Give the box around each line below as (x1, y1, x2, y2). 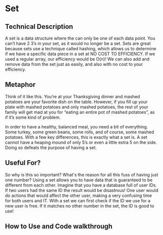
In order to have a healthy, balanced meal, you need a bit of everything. (5, 124, 148, 129)
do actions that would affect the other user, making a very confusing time (5, 192, 152, 198)
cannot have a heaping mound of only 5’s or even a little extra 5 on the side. (5, 139, 157, 145)
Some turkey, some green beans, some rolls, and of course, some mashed (5, 129, 154, 135)
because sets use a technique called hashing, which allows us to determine (5, 46, 157, 51)
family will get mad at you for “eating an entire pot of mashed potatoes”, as (5, 109, 155, 115)
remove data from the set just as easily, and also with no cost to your (5, 62, 143, 67)
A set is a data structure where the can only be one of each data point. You (5, 35, 156, 41)
